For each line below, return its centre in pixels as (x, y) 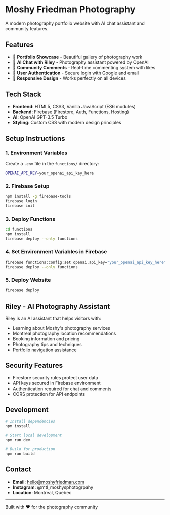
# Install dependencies (30, 421)
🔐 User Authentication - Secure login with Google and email (76, 73)
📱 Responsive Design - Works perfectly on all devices (69, 78)
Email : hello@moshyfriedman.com (48, 482)
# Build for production (30, 449)
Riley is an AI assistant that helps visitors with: (53, 318)
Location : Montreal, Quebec (42, 492)
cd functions (19, 229)
